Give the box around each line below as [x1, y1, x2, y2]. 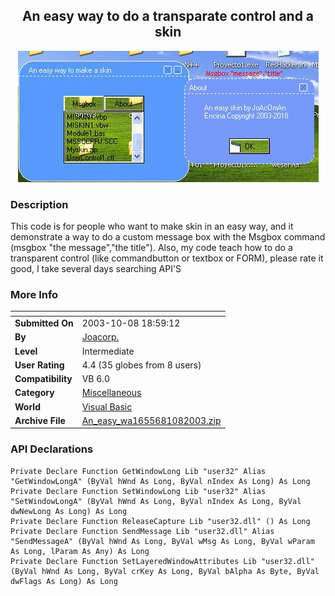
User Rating [14, 359, 65, 371]
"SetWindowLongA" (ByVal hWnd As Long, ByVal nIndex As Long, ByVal [10, 496, 302, 506]
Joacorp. [81, 331, 120, 343]
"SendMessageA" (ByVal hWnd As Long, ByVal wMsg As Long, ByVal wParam [10, 536, 315, 546]
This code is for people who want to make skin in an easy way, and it [10, 220, 294, 233]
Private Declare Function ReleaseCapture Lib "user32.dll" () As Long [10, 516, 311, 526]
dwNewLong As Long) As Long [10, 506, 128, 516]
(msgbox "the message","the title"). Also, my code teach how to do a [10, 242, 293, 254]
